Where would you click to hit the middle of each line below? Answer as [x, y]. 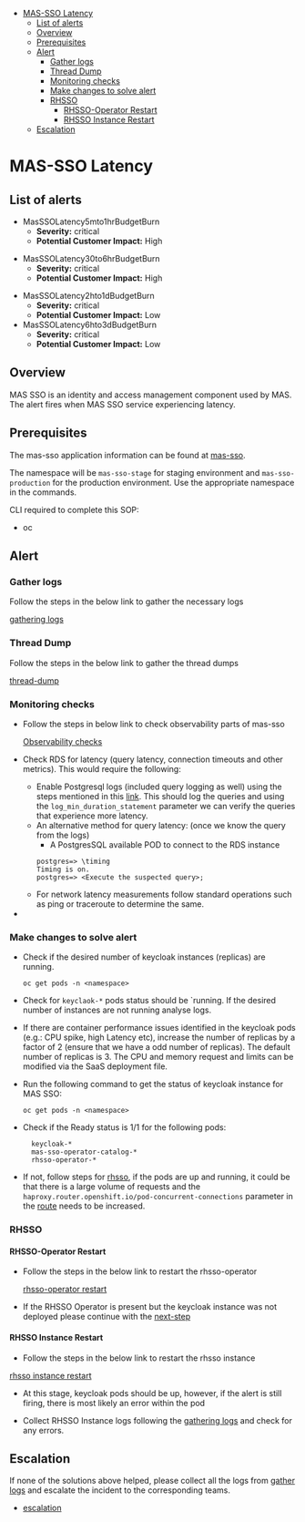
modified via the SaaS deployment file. [95, 1066]
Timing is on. [63, 869]
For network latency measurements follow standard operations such [164, 894]
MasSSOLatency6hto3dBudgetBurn [90, 324]
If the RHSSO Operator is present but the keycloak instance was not [150, 1307]
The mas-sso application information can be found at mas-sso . [127, 455]
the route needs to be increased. [84, 1206]
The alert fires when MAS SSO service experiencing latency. [123, 404]
